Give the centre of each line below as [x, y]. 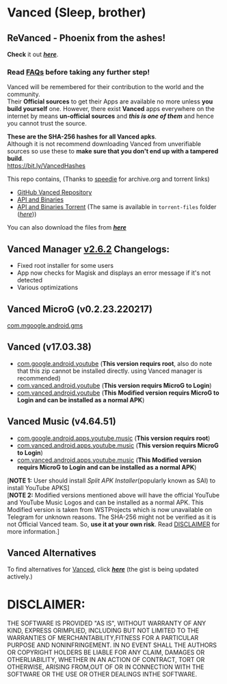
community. [24, 95]
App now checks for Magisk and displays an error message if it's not [113, 273]
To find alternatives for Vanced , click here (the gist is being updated [103, 570]
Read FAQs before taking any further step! [79, 72]
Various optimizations [48, 288]
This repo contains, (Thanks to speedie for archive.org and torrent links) [108, 179]
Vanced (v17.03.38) [50, 347]
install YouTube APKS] [38, 487]
